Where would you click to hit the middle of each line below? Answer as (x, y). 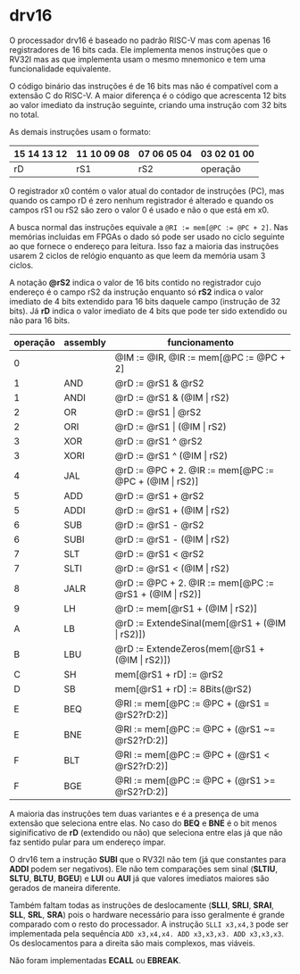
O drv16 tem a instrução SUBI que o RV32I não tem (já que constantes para (148, 859)
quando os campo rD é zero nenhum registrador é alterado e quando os (142, 200)
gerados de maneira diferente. (65, 887)
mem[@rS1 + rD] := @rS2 (169, 674)
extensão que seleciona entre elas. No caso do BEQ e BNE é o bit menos (143, 823)
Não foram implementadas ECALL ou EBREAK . (95, 960)
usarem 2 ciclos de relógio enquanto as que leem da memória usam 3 (137, 255)
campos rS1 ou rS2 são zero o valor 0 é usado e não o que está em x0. (139, 210)
